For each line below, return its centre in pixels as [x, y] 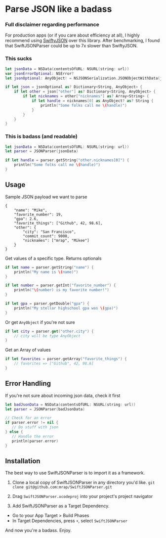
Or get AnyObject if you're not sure [40, 322]
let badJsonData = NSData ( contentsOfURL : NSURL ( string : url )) [70, 404]
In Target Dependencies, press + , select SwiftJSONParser [70, 521]
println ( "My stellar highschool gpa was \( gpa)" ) [66, 308]
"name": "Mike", [31, 210]
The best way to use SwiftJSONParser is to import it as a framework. [75, 473]
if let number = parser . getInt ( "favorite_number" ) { [61, 285]
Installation [23, 461]
